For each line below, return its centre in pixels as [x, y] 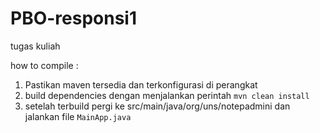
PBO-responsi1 [74, 18]
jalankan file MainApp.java [78, 116]
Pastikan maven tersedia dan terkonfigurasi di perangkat [141, 84]
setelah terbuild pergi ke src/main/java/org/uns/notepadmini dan [157, 106]
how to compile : [44, 65]
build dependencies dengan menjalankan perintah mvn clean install [167, 95]
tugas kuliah [35, 46]
